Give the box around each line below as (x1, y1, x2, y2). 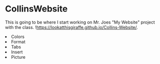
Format (11, 38, 26, 44)
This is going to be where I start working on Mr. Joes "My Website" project (5, 19, 155, 25)
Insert (11, 49, 23, 55)
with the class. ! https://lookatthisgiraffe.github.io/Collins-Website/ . (5, 24, 138, 30)
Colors (11, 34, 25, 39)
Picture (11, 54, 26, 60)
